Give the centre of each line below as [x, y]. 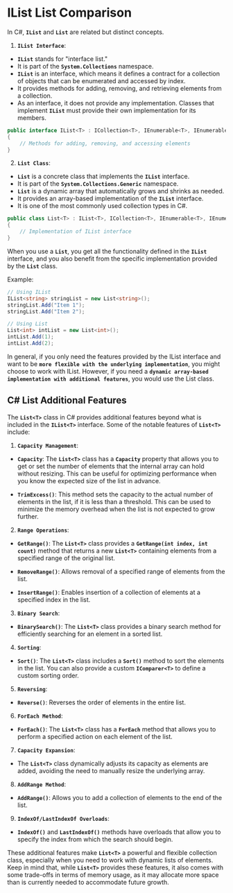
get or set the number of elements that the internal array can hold [111, 466]
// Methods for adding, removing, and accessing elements [105, 144]
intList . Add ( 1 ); [31, 337]
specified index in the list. [54, 599]
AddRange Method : [42, 784]
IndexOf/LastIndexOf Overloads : [63, 818]
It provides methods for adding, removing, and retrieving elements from [119, 88]
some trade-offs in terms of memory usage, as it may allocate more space [113, 874]
